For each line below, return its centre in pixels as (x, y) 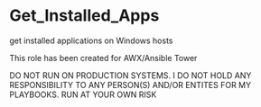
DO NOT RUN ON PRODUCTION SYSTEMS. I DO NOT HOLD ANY (130, 75)
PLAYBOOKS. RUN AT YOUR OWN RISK (83, 94)
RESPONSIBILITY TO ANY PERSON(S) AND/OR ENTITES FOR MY (130, 85)
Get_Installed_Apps (84, 16)
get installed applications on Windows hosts (91, 40)
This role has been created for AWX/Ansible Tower (103, 58)
